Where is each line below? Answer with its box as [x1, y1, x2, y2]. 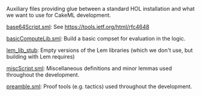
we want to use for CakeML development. [6, 11, 111, 19]
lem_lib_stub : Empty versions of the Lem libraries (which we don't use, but [6, 46, 193, 54]
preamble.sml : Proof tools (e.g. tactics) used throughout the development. [6, 83, 192, 90]
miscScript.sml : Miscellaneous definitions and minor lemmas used [6, 65, 172, 72]
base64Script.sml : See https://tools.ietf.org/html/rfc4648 [6, 24, 150, 30]
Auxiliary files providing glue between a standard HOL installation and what [6, 5, 195, 12]
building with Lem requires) [6, 53, 75, 60]
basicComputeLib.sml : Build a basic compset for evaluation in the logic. [6, 35, 186, 42]
